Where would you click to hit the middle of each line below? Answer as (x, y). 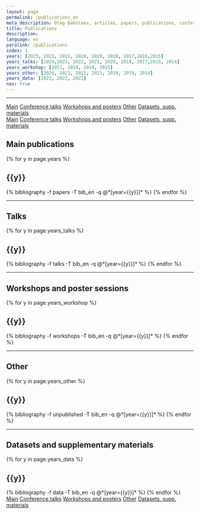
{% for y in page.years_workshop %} (51, 303)
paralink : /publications (37, 45)
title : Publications (32, 28)
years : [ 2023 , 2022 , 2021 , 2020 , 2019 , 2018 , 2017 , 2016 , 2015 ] (85, 56)
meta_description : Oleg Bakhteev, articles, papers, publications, (92, 23)
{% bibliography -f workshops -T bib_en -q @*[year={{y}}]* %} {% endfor (97, 336)
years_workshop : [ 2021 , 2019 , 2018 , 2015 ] (60, 67)
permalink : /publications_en (42, 17)
